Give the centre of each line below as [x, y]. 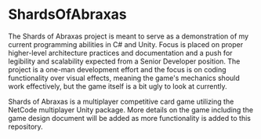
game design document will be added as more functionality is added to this [129, 118]
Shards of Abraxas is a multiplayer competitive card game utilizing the [121, 101]
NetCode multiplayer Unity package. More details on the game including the [130, 110]
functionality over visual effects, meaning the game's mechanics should [124, 78]
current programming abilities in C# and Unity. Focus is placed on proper [126, 44]
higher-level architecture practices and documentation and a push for [120, 53]
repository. [25, 126]
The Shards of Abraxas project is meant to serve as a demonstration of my [129, 36]
